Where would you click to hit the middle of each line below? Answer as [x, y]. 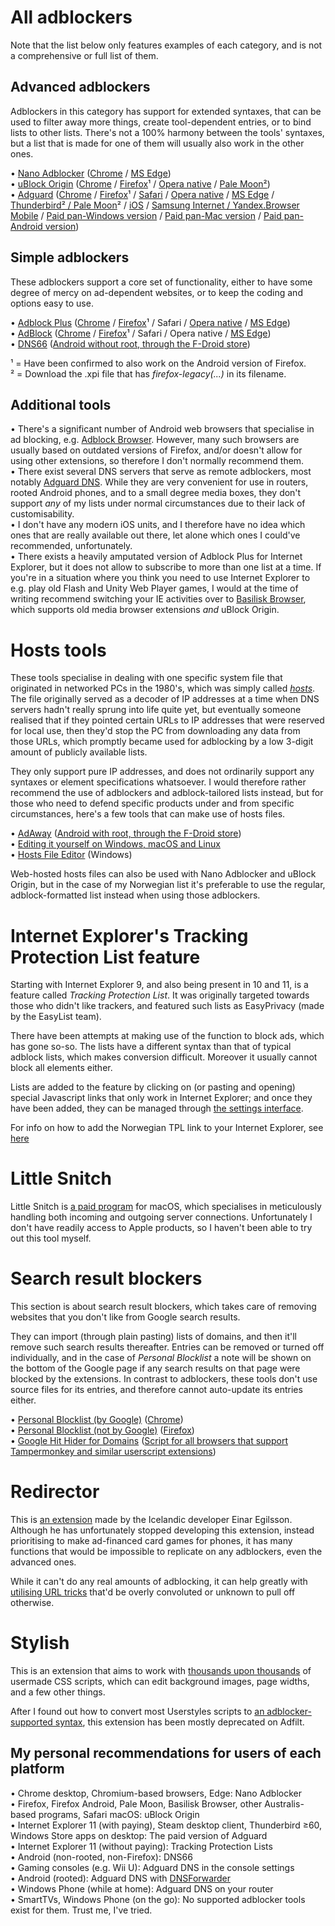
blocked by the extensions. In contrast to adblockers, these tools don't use [164, 1379]
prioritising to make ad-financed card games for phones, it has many [151, 1541]
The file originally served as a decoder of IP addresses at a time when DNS [165, 699]
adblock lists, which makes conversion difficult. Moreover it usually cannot [164, 1057]
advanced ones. [43, 1562]
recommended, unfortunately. [71, 546]
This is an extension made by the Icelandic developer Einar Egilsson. [151, 1520]
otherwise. [32, 1603]
